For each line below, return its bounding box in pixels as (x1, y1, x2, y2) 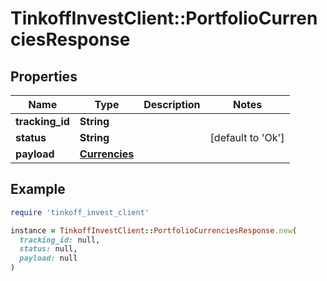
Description (143, 98, 201, 111)
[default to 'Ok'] (209, 131, 285, 144)
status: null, (19, 244, 78, 254)
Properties (10, 68, 78, 85)
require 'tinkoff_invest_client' (10, 207, 150, 217)
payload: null (19, 253, 78, 264)
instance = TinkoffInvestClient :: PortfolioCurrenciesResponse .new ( (10, 225, 298, 236)
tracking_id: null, (19, 235, 101, 245)
